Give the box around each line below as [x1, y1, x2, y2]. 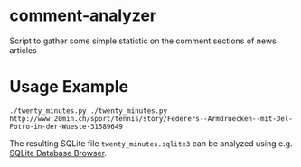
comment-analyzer [9, 5, 156, 26]
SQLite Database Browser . [9, 147, 107, 158]
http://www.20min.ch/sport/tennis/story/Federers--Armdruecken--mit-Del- [9, 114, 294, 123]
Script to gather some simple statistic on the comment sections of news [9, 35, 277, 46]
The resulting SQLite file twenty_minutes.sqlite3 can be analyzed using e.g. [9, 137, 293, 149]
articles [9, 44, 38, 55]
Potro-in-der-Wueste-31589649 [9, 122, 124, 131]
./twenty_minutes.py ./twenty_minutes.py [9, 106, 168, 116]
